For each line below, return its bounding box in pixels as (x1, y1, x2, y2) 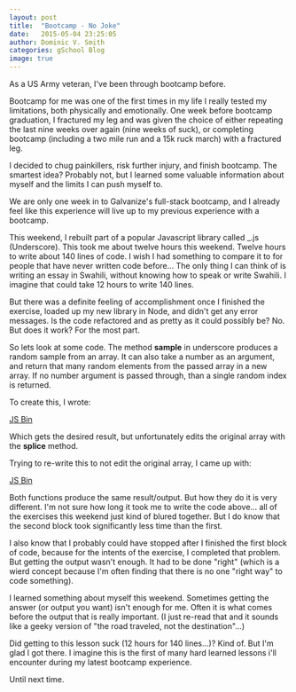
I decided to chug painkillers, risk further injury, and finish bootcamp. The (9, 161, 277, 170)
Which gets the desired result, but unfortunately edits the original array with (9, 431, 286, 442)
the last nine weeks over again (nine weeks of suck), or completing (9, 124, 254, 134)
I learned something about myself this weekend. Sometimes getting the (9, 593, 269, 603)
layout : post (9, 12, 58, 22)
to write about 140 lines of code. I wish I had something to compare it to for (9, 251, 284, 262)
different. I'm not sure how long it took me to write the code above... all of (9, 502, 277, 512)
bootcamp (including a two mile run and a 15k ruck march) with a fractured (9, 134, 282, 144)
